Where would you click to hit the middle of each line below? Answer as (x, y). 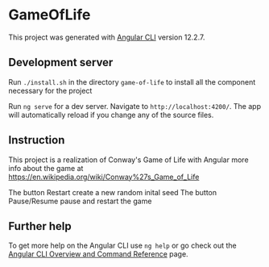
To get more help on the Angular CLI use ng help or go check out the (122, 246)
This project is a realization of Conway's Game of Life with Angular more (128, 160)
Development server (61, 63)
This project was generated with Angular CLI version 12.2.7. (107, 37)
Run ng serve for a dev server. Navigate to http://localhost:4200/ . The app (135, 106)
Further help (40, 226)
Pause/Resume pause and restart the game (80, 201)
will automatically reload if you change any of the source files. (111, 115)
